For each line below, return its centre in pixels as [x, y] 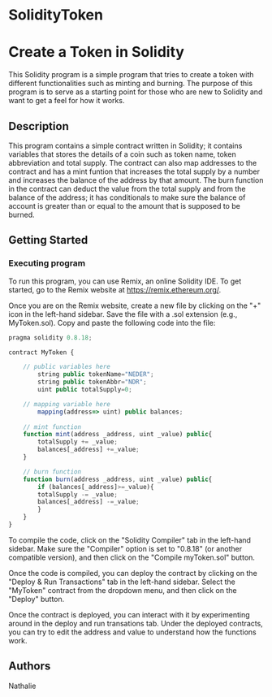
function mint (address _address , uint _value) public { [118, 435]
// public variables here [67, 367]
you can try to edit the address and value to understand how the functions [133, 632]
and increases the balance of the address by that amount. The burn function [136, 180]
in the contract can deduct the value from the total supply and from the [127, 188]
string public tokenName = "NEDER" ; [96, 374]
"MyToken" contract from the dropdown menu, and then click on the [123, 590]
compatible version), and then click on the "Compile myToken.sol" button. [132, 557]
